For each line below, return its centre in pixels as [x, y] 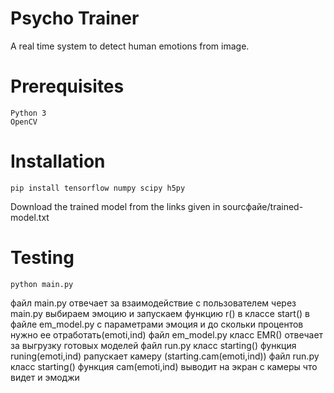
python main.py [42, 284]
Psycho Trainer [75, 18]
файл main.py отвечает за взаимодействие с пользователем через [153, 303]
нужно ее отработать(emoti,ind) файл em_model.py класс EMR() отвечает [167, 334]
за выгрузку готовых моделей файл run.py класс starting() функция [153, 345]
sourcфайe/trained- [263, 206]
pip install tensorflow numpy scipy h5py [98, 188]
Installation [58, 161]
